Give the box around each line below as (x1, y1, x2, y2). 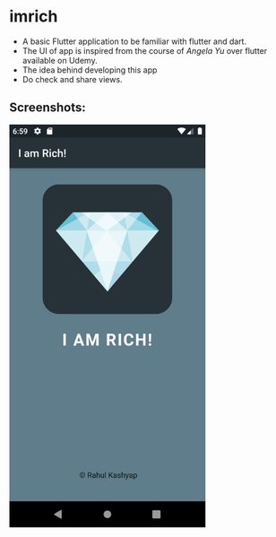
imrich (9, 6, 58, 27)
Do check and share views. (22, 74, 123, 84)
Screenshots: (9, 100, 87, 116)
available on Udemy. (22, 55, 98, 65)
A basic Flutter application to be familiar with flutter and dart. (22, 36, 247, 47)
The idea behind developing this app (22, 65, 158, 75)
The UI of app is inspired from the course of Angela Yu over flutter (22, 45, 268, 56)
